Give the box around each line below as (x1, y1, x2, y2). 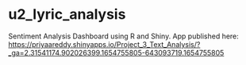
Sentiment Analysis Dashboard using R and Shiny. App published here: (8, 31, 240, 41)
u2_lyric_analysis (8, 5, 126, 23)
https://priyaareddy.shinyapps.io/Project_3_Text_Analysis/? (8, 39, 201, 49)
